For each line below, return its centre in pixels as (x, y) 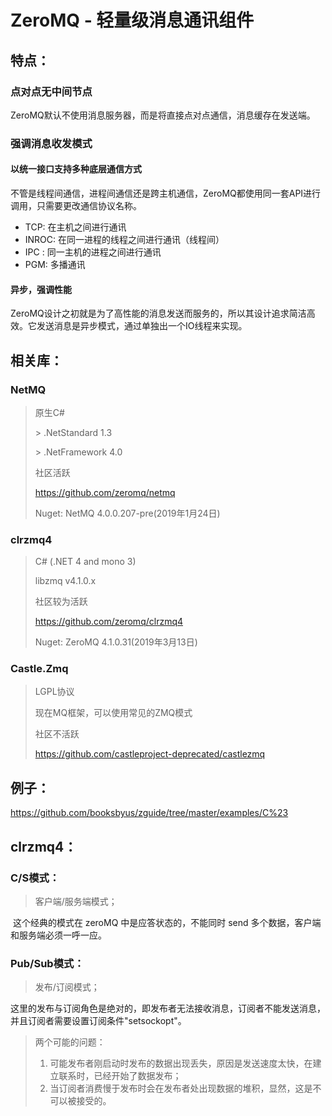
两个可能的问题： (70, 1042)
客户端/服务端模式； (76, 901)
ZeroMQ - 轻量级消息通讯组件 (132, 20)
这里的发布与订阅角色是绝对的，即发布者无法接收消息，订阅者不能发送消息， (168, 1008)
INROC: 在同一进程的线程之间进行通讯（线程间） (124, 239)
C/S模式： (35, 878)
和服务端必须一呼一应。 (58, 935)
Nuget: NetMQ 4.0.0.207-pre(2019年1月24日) (127, 513)
